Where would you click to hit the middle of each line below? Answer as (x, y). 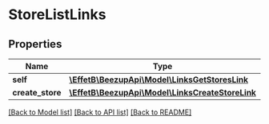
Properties (35, 44)
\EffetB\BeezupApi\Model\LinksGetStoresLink (159, 79)
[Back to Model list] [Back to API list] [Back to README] (100, 112)
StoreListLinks (57, 15)
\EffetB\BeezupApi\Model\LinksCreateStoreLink (163, 93)
